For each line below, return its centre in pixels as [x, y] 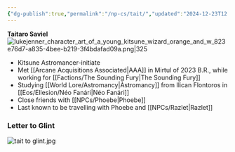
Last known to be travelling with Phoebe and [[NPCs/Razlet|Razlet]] [115, 107]
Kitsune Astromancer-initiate [59, 62]
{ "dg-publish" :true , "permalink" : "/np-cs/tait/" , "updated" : [95, 14]
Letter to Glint [31, 125]
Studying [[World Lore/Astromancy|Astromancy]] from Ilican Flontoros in [122, 84]
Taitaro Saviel [28, 34]
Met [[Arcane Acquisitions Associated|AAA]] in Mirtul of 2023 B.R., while [122, 70]
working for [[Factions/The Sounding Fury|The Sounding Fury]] [109, 77]
